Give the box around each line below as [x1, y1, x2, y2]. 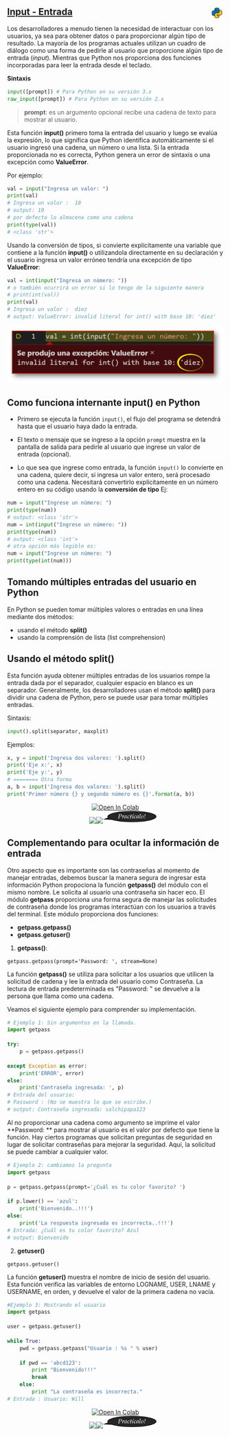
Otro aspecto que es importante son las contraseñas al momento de [7, 866, 200, 875]
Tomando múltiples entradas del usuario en [7, 577, 197, 588]
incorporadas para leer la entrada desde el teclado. [7, 60, 152, 69]
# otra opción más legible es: [7, 543, 97, 550]
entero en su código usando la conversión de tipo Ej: [16, 485, 168, 494]
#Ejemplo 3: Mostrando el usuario [7, 1301, 106, 1308]
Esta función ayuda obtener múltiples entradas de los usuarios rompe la [7, 671, 211, 680]
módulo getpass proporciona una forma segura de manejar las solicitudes [7, 895, 217, 903]
